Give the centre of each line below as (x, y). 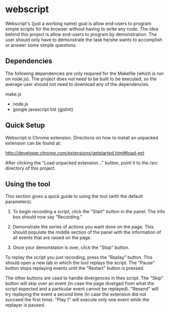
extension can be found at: (33, 143)
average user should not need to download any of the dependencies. (77, 84)
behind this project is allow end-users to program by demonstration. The (81, 34)
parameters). (19, 202)
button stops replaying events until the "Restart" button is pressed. (75, 268)
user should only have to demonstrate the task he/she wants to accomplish (84, 40)
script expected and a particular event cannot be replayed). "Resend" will (82, 289)
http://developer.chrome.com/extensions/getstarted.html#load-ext (75, 153)
